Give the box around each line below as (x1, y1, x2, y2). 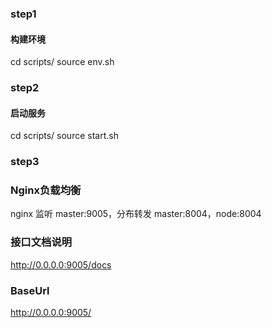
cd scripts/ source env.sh (10, 56, 115, 68)
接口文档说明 (10, 235, 73, 249)
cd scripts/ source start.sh (10, 130, 119, 142)
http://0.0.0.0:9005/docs (10, 258, 112, 271)
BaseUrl (10, 283, 50, 297)
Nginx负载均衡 (10, 183, 82, 197)
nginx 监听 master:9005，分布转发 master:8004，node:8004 (10, 208, 262, 220)
